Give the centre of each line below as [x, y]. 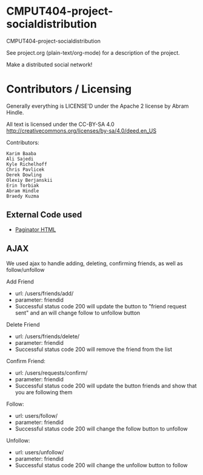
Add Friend [20, 282]
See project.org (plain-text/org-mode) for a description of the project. [93, 52]
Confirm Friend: [26, 361]
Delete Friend [23, 324]
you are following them [44, 392]
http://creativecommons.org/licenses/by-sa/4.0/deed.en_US [81, 130]
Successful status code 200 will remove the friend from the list [94, 349]
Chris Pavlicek [25, 169]
